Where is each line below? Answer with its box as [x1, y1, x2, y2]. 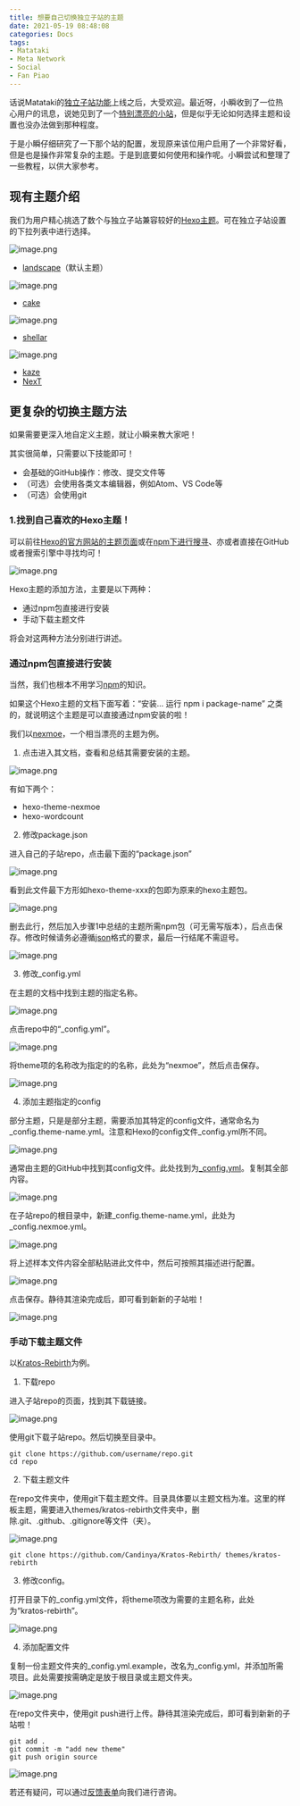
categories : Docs [9, 29, 74, 38]
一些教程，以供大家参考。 [9, 160, 104, 171]
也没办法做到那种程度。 [16, 119, 104, 130]
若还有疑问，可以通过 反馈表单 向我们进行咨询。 [9, 1787, 181, 1798]
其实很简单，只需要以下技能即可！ [9, 448, 135, 459]
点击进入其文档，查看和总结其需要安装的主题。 [21, 747, 195, 757]
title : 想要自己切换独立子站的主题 [9, 13, 124, 22]
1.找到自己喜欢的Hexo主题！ [9, 514, 131, 527]
